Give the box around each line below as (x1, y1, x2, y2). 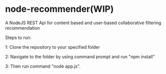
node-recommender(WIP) (5, 3, 114, 15)
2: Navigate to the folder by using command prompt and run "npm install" (5, 53, 155, 60)
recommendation (5, 25, 40, 31)
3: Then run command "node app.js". (5, 63, 81, 69)
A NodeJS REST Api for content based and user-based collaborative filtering (5, 20, 162, 26)
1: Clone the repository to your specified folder (5, 44, 100, 50)
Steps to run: (5, 35, 32, 40)
